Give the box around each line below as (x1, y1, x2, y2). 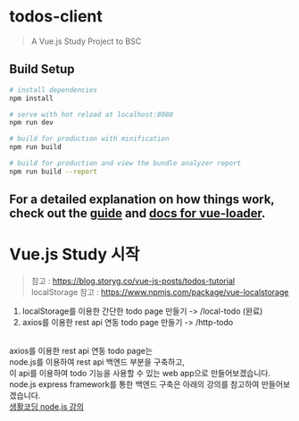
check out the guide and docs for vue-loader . (9, 206, 266, 221)
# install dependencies (9, 85, 98, 95)
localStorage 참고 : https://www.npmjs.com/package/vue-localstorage (30, 287, 289, 298)
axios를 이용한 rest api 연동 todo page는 (9, 346, 154, 357)
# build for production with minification (9, 134, 170, 144)
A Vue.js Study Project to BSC (30, 36, 142, 46)
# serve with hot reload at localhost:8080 (9, 110, 174, 119)
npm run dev (9, 118, 54, 127)
